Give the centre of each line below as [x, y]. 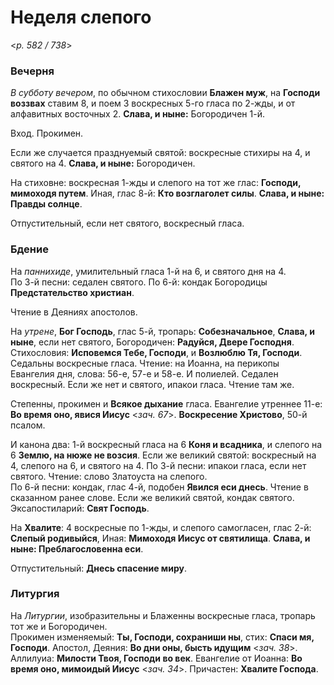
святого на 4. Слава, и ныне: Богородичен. [103, 163]
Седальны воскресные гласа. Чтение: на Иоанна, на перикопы [145, 363]
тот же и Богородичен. [59, 626]
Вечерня [32, 71]
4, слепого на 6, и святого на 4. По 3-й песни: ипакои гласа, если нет [158, 465]
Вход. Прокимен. [47, 133]
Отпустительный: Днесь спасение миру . [98, 568]
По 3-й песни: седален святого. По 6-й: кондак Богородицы [139, 282]
